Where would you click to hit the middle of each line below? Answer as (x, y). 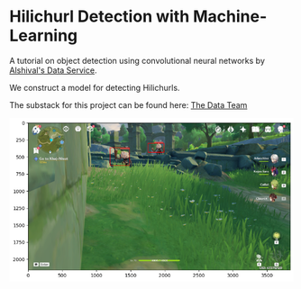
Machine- (230, 17)
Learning (44, 36)
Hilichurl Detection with (100, 17)
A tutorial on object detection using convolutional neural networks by (137, 60)
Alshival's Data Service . (53, 70)
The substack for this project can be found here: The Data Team (128, 104)
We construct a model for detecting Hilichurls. (95, 87)
